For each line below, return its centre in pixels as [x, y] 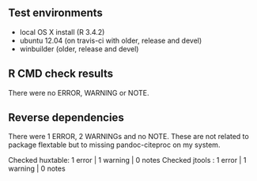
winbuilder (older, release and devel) [79, 49]
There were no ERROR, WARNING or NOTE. [79, 92]
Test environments [55, 13]
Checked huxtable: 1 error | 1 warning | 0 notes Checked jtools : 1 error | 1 [127, 160]
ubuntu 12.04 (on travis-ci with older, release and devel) [111, 40]
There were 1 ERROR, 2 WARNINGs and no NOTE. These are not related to [128, 137]
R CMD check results [61, 74]
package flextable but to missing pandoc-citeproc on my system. [114, 145]
